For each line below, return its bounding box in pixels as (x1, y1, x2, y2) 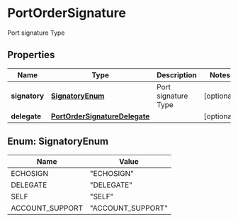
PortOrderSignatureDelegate (50, 111, 150, 121)
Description (157, 70, 197, 79)
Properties (7, 49, 55, 61)
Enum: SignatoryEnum (7, 135, 109, 148)
